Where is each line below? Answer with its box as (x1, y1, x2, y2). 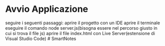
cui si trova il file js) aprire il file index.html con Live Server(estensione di (5, 30, 155, 36)
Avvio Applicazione (5, 3, 89, 15)
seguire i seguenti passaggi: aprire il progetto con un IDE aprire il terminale (5, 20, 160, 26)
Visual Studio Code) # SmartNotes (5, 36, 76, 42)
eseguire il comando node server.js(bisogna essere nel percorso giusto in (5, 25, 157, 31)
